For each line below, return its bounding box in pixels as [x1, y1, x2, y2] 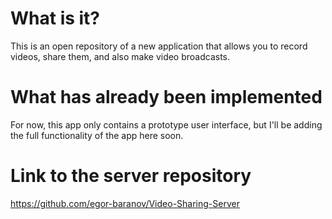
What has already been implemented [10, 86, 323, 109]
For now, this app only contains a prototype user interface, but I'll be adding [10, 118, 323, 131]
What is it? [10, 7, 101, 30]
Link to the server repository [10, 165, 252, 187]
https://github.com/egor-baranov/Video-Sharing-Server [10, 197, 240, 209]
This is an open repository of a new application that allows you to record [10, 40, 308, 52]
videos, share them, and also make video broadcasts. [10, 50, 231, 62]
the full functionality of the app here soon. [10, 129, 184, 141]
